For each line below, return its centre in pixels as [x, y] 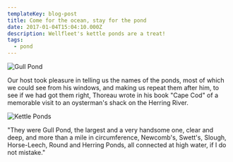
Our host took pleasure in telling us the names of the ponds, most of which [116, 80]
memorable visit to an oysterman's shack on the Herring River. [98, 102]
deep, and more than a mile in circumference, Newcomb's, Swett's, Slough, [117, 137]
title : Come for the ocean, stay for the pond [77, 20]
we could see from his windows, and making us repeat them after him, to [113, 88]
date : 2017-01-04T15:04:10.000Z [55, 27]
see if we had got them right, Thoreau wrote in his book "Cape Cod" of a [113, 95]
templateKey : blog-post [42, 14]
